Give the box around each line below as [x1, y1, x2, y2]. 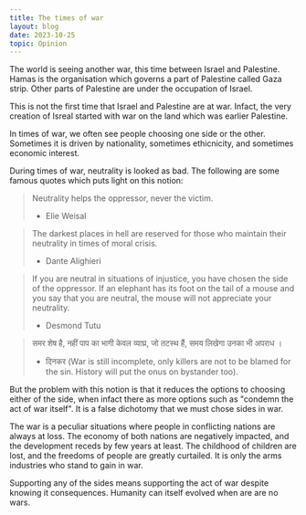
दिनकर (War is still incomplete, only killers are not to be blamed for [45, 356, 291, 367]
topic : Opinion [9, 38, 68, 48]
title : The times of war [9, 13, 104, 23]
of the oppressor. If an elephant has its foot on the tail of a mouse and [31, 283, 295, 294]
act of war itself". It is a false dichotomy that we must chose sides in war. [9, 404, 284, 415]
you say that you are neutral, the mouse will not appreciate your [31, 293, 272, 304]
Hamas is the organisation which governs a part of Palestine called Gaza [9, 74, 282, 85]
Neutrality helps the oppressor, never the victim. [31, 193, 214, 204]
